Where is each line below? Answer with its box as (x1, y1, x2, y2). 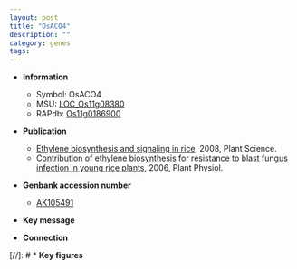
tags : (9, 47, 30, 56)
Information (22, 71, 69, 82)
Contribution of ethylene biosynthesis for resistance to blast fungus (35, 153, 288, 163)
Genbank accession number (22, 180, 131, 190)
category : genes (9, 38, 71, 48)
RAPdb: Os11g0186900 (35, 108, 121, 119)
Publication (22, 125, 67, 136)
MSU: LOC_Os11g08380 (35, 98, 125, 109)
